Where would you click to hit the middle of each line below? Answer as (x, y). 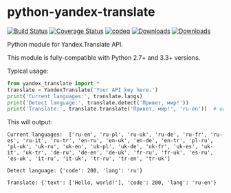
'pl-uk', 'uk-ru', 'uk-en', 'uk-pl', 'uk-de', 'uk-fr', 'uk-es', (102, 147)
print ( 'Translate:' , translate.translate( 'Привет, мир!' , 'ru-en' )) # (112, 109)
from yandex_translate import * (53, 83)
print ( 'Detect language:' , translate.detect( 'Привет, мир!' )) (98, 103)
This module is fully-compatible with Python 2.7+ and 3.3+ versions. (104, 57)
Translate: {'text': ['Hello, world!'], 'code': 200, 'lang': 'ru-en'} (112, 183)
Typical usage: (28, 71)
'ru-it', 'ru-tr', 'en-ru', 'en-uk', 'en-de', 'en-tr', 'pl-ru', (118, 141)
